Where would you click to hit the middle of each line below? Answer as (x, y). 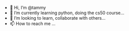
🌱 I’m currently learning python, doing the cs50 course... (67, 13)
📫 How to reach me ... (32, 24)
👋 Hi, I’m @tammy (28, 8)
